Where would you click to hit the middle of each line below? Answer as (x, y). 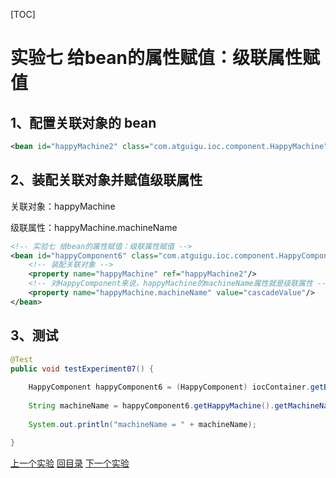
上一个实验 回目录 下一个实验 (70, 463)
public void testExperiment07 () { (82, 369)
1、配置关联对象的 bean (83, 122)
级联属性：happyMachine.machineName (94, 227)
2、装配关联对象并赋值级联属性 (106, 180)
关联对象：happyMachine (63, 206)
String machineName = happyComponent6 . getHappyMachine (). (151, 406)
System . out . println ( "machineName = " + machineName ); (142, 424)
